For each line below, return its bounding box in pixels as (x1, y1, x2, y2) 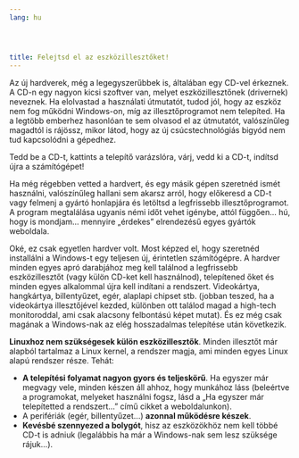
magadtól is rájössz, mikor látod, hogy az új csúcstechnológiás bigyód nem (9, 124, 286, 135)
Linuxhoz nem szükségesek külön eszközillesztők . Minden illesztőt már (9, 336, 278, 346)
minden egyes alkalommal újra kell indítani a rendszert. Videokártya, (9, 280, 261, 291)
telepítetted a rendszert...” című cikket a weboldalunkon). (21, 401, 232, 412)
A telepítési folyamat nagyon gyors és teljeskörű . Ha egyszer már (21, 372, 270, 383)
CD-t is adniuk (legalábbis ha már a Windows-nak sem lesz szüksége (21, 429, 278, 440)
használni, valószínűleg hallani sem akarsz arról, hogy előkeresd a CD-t (9, 187, 272, 198)
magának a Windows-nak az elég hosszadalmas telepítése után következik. (9, 319, 287, 329)
